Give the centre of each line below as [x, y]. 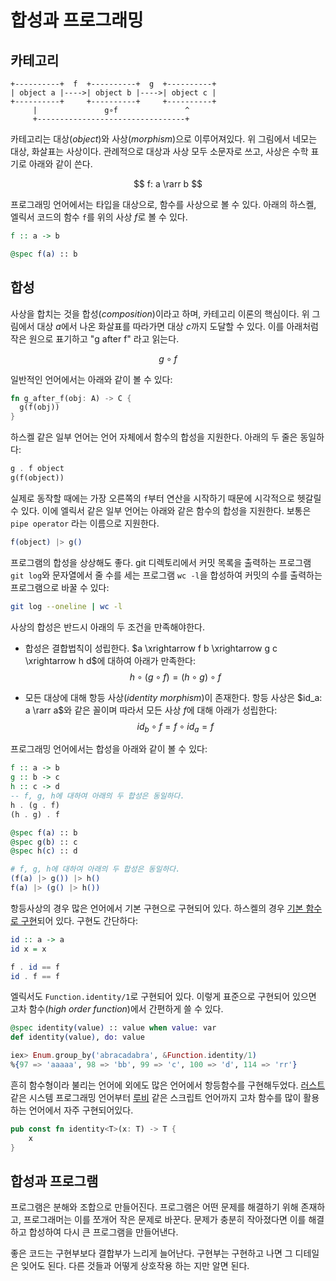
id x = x [28, 949]
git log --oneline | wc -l [66, 606]
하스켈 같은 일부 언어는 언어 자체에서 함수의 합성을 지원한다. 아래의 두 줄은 [154, 437]
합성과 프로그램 [54, 1181]
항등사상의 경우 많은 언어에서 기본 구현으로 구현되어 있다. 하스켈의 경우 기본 [157, 908]
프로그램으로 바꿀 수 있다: [60, 587]
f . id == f [35, 967]
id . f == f [35, 976]
